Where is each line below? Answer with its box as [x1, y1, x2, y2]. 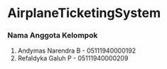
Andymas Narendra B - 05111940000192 [17, 46, 136, 55]
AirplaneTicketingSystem [7, 5, 161, 21]
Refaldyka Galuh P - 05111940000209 [17, 54, 129, 63]
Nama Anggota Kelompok [7, 31, 98, 41]
